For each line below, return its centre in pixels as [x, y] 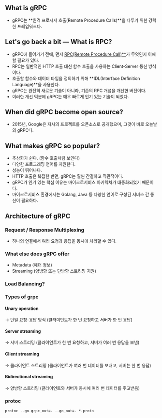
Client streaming [22, 354]
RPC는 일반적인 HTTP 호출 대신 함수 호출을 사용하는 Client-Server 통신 [80, 66]
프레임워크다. [29, 26]
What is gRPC [26, 8]
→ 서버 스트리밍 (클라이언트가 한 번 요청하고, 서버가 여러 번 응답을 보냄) [72, 342]
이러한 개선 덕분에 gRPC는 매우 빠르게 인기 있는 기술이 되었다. [70, 96]
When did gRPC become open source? [64, 112]
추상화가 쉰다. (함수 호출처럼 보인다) [46, 158]
